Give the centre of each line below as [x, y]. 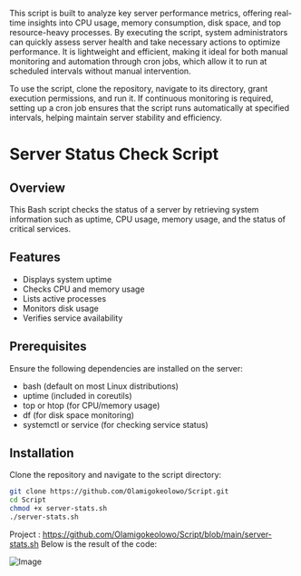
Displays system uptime [67, 279]
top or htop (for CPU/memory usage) [91, 405]
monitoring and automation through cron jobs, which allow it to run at [138, 61]
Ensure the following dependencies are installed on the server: [126, 368]
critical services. [40, 229]
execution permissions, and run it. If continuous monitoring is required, [141, 98]
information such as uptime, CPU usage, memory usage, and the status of [147, 219]
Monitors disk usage [61, 308]
